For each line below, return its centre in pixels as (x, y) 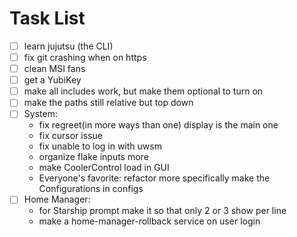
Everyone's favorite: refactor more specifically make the (154, 178)
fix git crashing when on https (85, 57)
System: (40, 114)
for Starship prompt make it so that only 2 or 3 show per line (162, 211)
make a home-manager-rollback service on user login (149, 221)
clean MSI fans (54, 69)
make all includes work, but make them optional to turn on (143, 91)
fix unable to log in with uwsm (100, 146)
